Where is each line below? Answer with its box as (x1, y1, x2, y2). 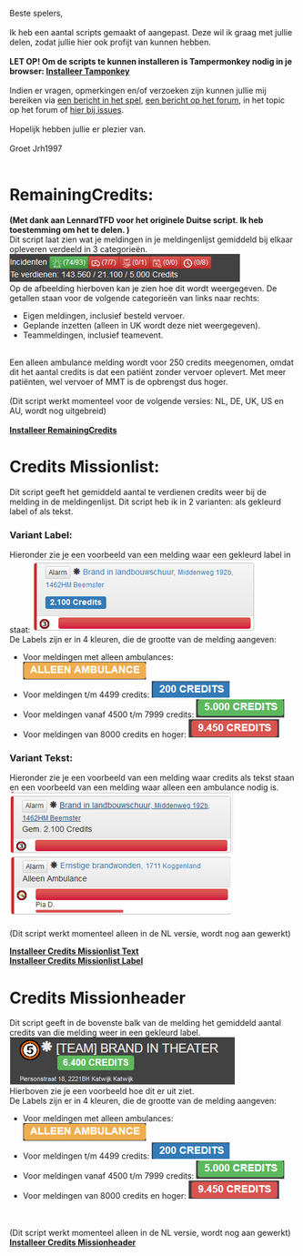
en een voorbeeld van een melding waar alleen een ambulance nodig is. (9, 782, 279, 793)
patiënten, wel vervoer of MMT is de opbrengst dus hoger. (9, 376, 228, 387)
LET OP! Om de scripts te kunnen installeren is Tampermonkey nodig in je (9, 56, 293, 66)
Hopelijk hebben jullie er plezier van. (9, 124, 146, 135)
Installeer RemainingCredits (9, 424, 117, 435)
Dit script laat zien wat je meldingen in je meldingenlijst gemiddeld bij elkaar (9, 234, 294, 245)
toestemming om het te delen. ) (9, 224, 130, 235)
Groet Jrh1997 (9, 143, 63, 154)
